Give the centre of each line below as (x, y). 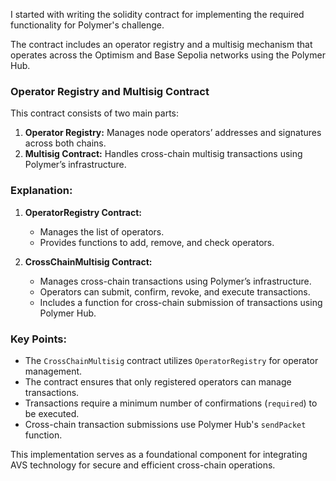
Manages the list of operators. (102, 231)
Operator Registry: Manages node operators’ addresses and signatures (173, 133)
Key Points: (38, 339)
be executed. (52, 413)
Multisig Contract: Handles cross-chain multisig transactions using (163, 154)
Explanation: (41, 191)
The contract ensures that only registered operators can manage (158, 381)
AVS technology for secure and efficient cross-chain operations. (143, 465)
